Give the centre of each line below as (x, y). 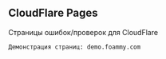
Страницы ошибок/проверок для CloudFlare (83, 32)
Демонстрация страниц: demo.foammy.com (75, 47)
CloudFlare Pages (53, 13)
